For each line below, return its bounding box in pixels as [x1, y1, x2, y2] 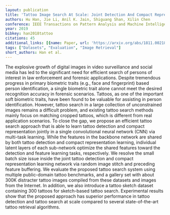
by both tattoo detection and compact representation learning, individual [5, 139, 156, 145]
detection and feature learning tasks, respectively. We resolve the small [5, 150, 154, 156]
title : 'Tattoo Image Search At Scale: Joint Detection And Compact [5, 12, 153, 17]
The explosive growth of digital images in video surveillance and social [5, 64, 153, 70]
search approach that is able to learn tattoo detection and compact [5, 123, 145, 129]
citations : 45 [5, 36, 35, 41]
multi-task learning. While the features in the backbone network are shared [5, 134, 162, 140]
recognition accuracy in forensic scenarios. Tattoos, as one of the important [5, 91, 163, 97]
